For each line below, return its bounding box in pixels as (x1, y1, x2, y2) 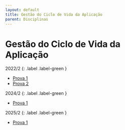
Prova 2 (12, 81, 29, 87)
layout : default (5, 7, 39, 13)
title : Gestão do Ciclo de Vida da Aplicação (5, 12, 102, 17)
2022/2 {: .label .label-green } (5, 66, 67, 72)
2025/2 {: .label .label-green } (5, 110, 67, 116)
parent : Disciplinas (5, 17, 49, 22)
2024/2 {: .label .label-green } (5, 90, 67, 96)
